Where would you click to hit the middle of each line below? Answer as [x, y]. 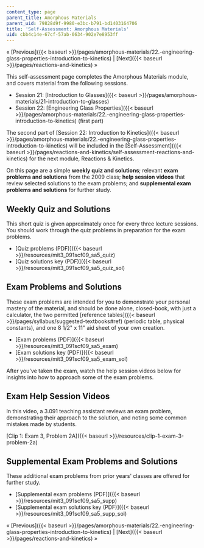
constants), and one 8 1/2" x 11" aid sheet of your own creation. [86, 327]
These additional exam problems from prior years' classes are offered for [98, 476]
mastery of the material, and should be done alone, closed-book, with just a [101, 308]
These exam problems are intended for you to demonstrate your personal [98, 302]
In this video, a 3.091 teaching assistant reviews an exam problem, [89, 411]
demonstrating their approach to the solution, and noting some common [97, 418]
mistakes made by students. [42, 424]
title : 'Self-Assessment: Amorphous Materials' [68, 29]
